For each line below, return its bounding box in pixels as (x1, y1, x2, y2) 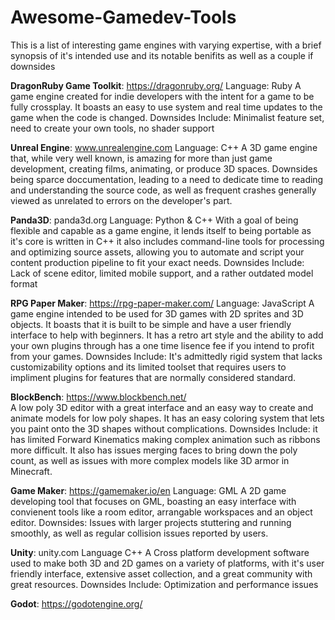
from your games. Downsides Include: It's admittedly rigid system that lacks (10, 350, 323, 362)
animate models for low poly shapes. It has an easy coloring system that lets (10, 412, 325, 424)
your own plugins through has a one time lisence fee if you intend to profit (10, 339, 315, 351)
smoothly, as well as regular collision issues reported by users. (10, 527, 269, 539)
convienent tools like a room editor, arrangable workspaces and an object (10, 506, 313, 518)
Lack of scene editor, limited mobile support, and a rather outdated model (10, 267, 314, 279)
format (10, 277, 38, 290)
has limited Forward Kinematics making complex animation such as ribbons (10, 433, 321, 445)
